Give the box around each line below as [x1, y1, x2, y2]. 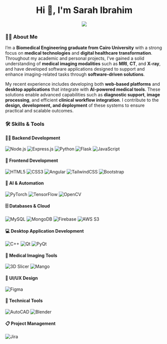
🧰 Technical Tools [5, 298, 43, 304]
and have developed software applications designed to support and [5, 66, 145, 72]
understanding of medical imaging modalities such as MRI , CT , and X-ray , [5, 61, 161, 67]
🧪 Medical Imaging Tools [5, 252, 58, 258]
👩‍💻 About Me [5, 33, 38, 40]
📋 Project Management [5, 320, 56, 326]
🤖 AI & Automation [5, 180, 44, 186]
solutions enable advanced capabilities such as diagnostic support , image [5, 92, 160, 98]
